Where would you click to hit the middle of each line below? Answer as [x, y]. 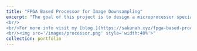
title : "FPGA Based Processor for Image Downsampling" [74, 11]
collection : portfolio [34, 39]
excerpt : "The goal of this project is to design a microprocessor [90, 17]
